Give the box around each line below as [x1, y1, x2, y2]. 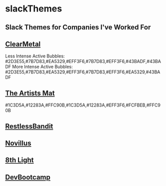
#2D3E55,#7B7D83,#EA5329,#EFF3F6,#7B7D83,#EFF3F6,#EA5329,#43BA [5, 69, 160, 75]
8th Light [5, 156, 34, 164]
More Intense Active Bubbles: [12, 63, 73, 70]
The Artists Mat [5, 88, 55, 97]
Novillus [5, 138, 31, 147]
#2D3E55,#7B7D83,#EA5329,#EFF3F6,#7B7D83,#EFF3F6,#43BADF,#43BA [5, 58, 161, 64]
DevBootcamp [5, 173, 51, 181]
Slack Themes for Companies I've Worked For [5, 23, 151, 31]
